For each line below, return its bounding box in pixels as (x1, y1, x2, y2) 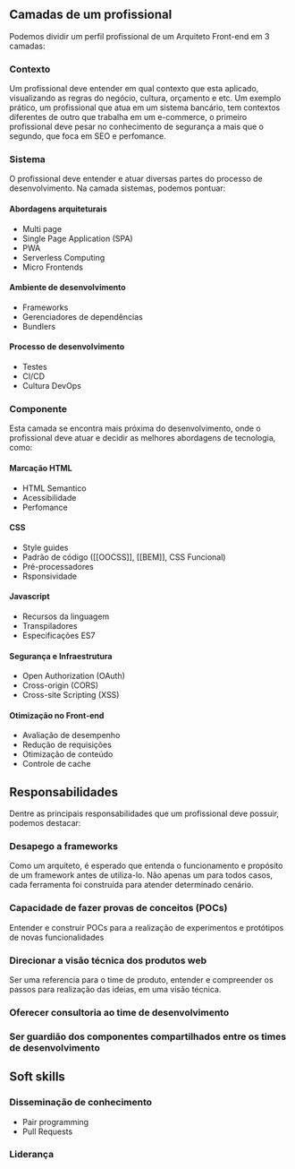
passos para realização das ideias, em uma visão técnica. (9, 984, 222, 995)
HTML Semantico (21, 483, 87, 494)
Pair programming (21, 1116, 89, 1127)
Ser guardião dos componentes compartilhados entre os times (9, 1030, 287, 1043)
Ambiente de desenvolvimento (9, 282, 127, 293)
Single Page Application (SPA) (21, 233, 133, 244)
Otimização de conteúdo (21, 749, 114, 760)
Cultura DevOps (21, 381, 82, 391)
